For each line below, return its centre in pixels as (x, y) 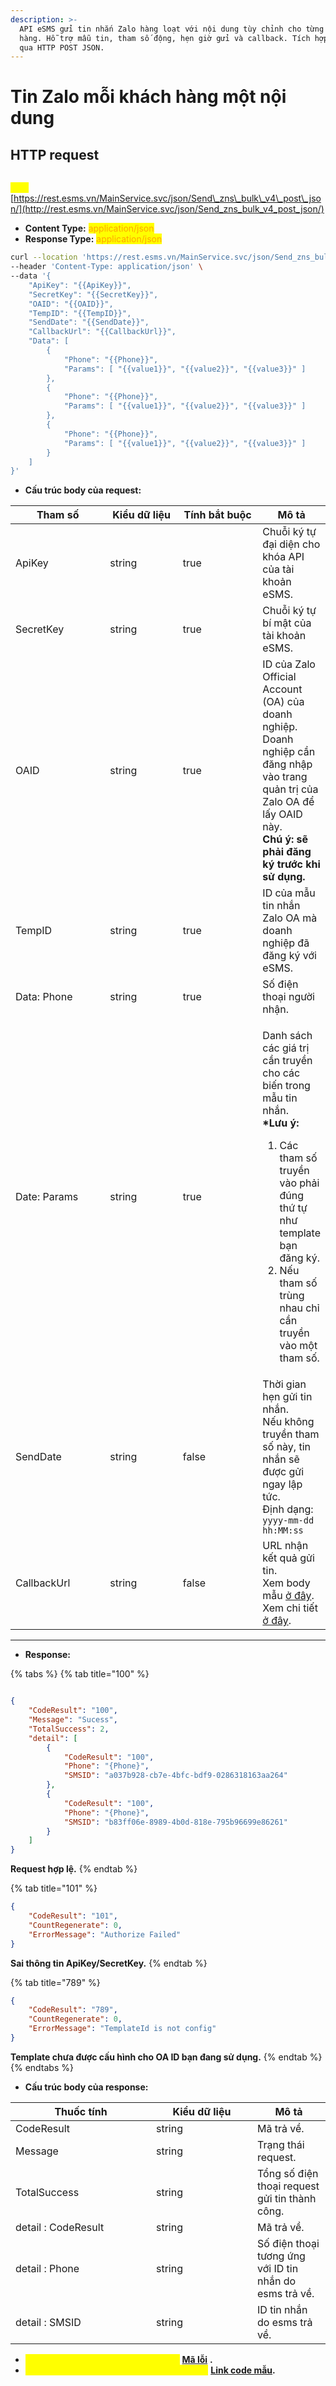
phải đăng (287, 852)
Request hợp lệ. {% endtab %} (74, 1869)
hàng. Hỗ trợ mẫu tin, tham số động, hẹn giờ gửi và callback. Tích (165, 38)
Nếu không (288, 1422)
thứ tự (293, 1208)
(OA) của (283, 702)
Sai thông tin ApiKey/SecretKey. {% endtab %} (109, 1963)
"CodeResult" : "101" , (73, 1916)
